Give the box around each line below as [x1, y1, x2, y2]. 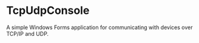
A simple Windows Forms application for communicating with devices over [6, 24, 193, 31]
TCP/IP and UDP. [6, 30, 49, 37]
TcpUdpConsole [6, 4, 90, 18]
